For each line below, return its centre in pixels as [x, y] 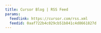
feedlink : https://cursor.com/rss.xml [49, 18]
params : [13, 14]
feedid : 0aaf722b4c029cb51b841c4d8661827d [53, 23]
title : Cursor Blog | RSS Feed [37, 9]
